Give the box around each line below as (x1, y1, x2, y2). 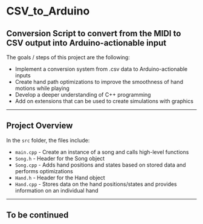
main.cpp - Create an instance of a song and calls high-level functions (14, 148, 189, 155)
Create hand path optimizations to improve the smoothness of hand (14, 78, 183, 85)
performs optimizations (14, 167, 74, 174)
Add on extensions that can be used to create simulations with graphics (14, 98, 194, 104)
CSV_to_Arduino (6, 4, 90, 18)
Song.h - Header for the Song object (14, 155, 105, 162)
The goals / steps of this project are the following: (6, 54, 130, 61)
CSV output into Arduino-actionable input (6, 37, 167, 48)
